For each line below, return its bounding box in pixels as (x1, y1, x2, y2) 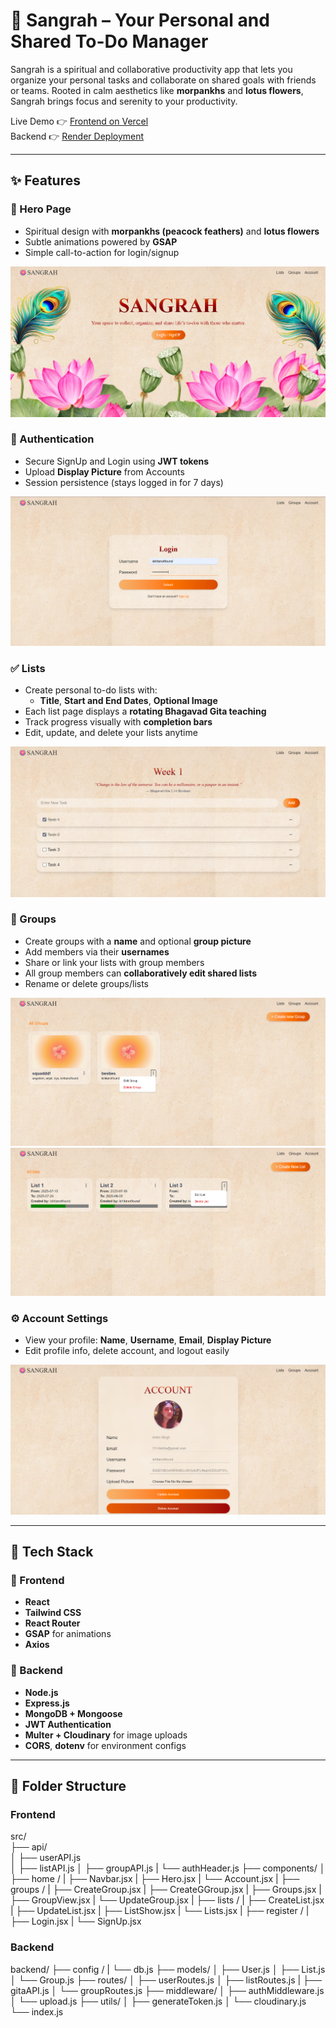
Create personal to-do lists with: (24, 684, 158, 696)
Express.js (24, 1697, 70, 1709)
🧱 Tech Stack (10, 1544, 94, 1561)
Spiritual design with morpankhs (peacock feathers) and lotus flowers (24, 225, 320, 237)
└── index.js (10, 2005, 64, 2018)
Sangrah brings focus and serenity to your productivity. (10, 95, 238, 107)
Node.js (24, 1686, 59, 1698)
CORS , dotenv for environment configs (24, 1739, 187, 1751)
